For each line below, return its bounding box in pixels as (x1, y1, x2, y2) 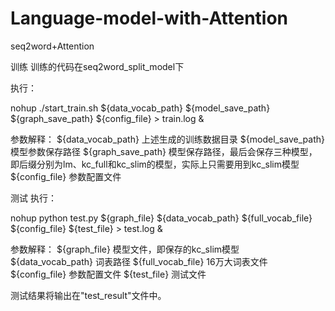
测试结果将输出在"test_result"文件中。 (10, 289, 167, 301)
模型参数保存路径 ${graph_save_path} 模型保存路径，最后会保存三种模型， (10, 145, 318, 157)
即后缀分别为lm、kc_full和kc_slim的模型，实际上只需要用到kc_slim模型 (10, 158, 300, 170)
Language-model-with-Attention (10, 7, 289, 30)
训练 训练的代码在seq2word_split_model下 (10, 60, 185, 72)
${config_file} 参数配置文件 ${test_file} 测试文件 (10, 268, 207, 280)
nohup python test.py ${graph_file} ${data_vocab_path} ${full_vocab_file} (10, 212, 313, 224)
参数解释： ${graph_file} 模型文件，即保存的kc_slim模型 (10, 243, 240, 255)
